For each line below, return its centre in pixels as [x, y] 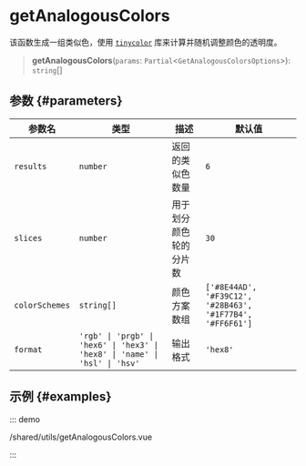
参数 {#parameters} [66, 101]
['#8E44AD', [231, 287]
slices [28, 238]
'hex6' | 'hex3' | [119, 345]
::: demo [25, 419]
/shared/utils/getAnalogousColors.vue [81, 437]
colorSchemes [42, 305]
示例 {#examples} [61, 397]
